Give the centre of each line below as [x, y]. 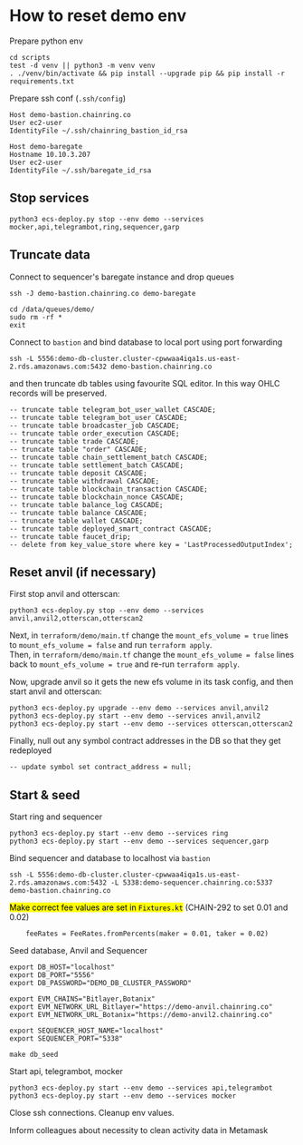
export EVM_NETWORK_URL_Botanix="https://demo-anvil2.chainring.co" [141, 1015]
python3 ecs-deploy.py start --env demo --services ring [119, 834]
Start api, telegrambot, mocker [66, 1072]
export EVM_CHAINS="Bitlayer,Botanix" [82, 999]
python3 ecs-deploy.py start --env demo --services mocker [123, 1096]
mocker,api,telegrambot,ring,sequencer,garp [95, 227]
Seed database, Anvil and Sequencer [78, 951]
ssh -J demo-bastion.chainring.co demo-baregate [103, 293]
